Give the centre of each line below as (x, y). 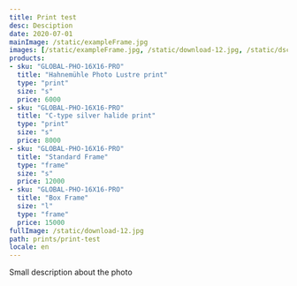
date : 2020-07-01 (41, 34)
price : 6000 (39, 99)
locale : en (29, 247)
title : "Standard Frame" (63, 157)
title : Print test (43, 17)
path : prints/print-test (55, 239)
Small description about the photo (71, 272)
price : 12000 (41, 182)
